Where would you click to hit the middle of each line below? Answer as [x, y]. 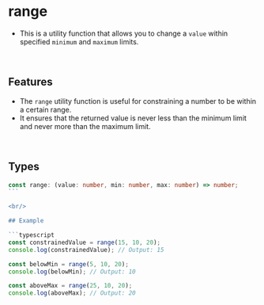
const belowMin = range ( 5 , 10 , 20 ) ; [68, 264]
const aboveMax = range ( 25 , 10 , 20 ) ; [70, 286]
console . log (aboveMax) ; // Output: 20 [72, 293]
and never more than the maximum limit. [85, 126]
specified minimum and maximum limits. [79, 41]
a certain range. [45, 109]
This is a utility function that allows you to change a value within [124, 33]
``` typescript [32, 235]
